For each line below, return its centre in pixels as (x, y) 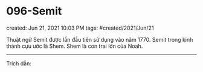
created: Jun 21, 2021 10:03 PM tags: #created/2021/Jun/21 (80, 28)
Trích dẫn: (19, 63)
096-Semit (34, 11)
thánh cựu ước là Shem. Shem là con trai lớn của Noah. (75, 46)
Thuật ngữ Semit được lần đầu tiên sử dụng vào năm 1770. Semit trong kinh (100, 39)
